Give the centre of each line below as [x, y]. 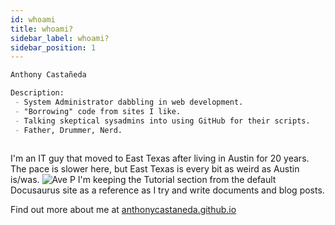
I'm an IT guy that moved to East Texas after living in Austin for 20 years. [160, 158]
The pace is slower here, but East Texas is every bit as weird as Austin [155, 169]
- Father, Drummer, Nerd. [68, 130]
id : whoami [33, 19]
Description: [37, 93]
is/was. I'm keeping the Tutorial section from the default [143, 180]
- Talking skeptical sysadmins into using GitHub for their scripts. [162, 121]
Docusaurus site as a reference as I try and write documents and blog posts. [167, 190]
